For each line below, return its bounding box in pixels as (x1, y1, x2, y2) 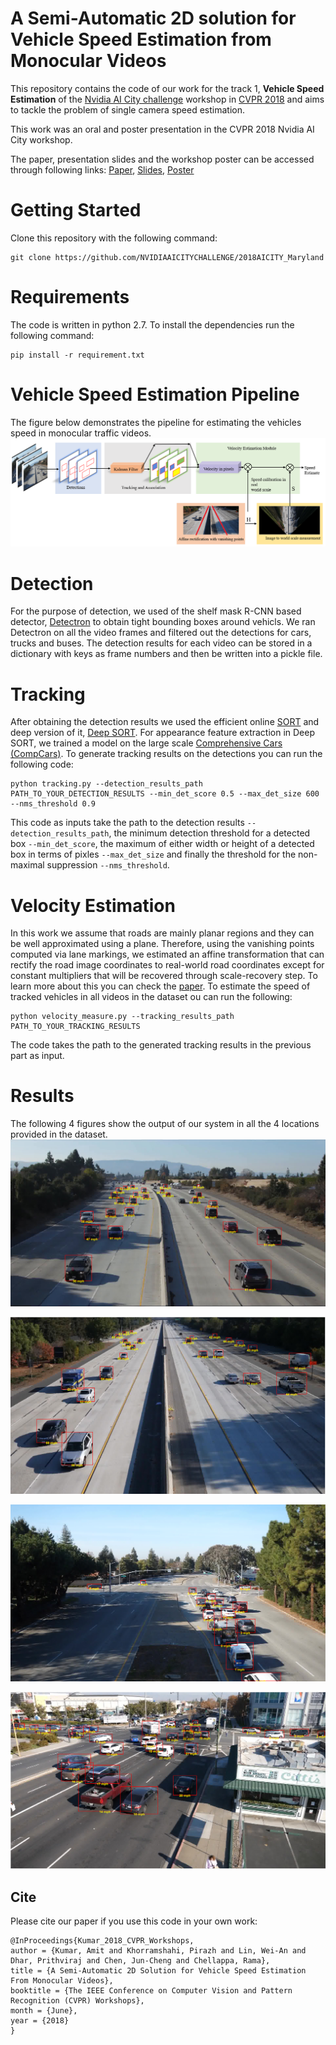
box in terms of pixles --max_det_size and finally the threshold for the (10, 848, 297, 861)
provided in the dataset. (10, 1128, 108, 1141)
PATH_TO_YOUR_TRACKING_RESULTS (10, 1022, 141, 1032)
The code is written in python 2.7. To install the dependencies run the (10, 318, 295, 331)
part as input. (10, 1050, 65, 1062)
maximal (10, 859, 45, 871)
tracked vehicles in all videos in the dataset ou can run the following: (10, 991, 293, 1003)
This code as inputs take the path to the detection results (10, 817, 245, 829)
